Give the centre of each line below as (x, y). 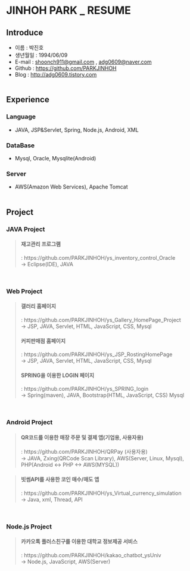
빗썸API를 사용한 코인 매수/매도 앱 (60, 479)
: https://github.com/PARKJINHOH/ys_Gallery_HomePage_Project (101, 320)
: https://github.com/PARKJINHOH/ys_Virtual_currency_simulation (101, 493)
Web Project (24, 291)
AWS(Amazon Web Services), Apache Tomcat (71, 187)
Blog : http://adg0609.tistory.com (56, 75)
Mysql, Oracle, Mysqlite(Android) (55, 158)
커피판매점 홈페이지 (43, 341)
